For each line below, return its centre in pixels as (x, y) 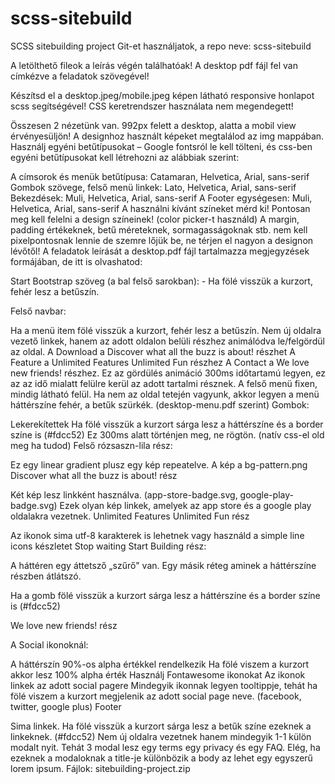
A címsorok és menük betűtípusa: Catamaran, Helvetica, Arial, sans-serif (160, 176)
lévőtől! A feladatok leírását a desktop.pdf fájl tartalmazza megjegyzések (160, 251)
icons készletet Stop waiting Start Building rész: (108, 546)
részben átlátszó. (46, 576)
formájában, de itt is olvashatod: (76, 261)
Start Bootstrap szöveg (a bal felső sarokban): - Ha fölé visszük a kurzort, (161, 281)
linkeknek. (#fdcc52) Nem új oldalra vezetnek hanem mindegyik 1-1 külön (161, 736)
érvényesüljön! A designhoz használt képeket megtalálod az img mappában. (167, 136)
